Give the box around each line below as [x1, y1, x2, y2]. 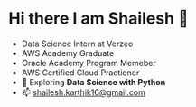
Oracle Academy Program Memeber [21, 57, 156, 68]
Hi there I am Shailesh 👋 [8, 8, 189, 29]
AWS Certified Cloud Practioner [21, 67, 140, 78]
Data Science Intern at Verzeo [21, 38, 134, 49]
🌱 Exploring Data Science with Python [21, 76, 166, 87]
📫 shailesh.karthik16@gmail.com [21, 86, 146, 98]
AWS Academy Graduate [21, 47, 115, 58]
